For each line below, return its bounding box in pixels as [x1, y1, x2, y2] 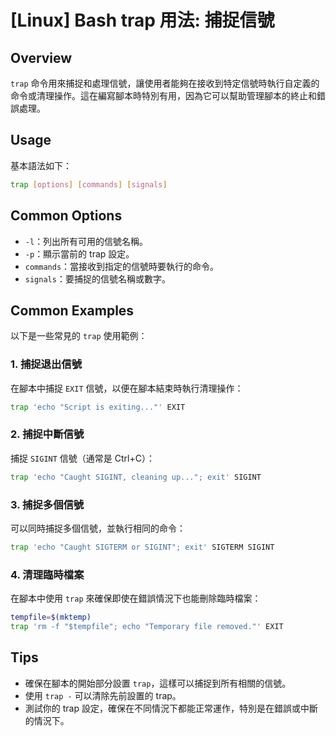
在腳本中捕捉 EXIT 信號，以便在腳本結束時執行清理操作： [10, 382, 244, 394]
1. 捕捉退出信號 [10, 357, 83, 371]
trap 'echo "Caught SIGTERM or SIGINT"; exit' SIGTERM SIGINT [10, 542, 275, 552]
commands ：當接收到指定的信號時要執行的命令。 [24, 260, 220, 272]
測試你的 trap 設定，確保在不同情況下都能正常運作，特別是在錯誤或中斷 [24, 702, 318, 714]
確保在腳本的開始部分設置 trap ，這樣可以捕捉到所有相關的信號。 [24, 677, 292, 689]
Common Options [10, 207, 123, 225]
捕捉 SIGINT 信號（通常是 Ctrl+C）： [10, 452, 155, 464]
